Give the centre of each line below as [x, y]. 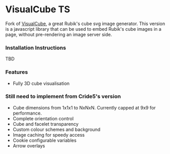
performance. [27, 113]
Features [17, 72]
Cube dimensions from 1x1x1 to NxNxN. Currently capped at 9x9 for [84, 107]
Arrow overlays [29, 146]
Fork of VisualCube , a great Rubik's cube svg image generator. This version [85, 24]
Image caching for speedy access [49, 135]
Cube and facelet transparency [45, 124]
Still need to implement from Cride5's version [63, 97]
